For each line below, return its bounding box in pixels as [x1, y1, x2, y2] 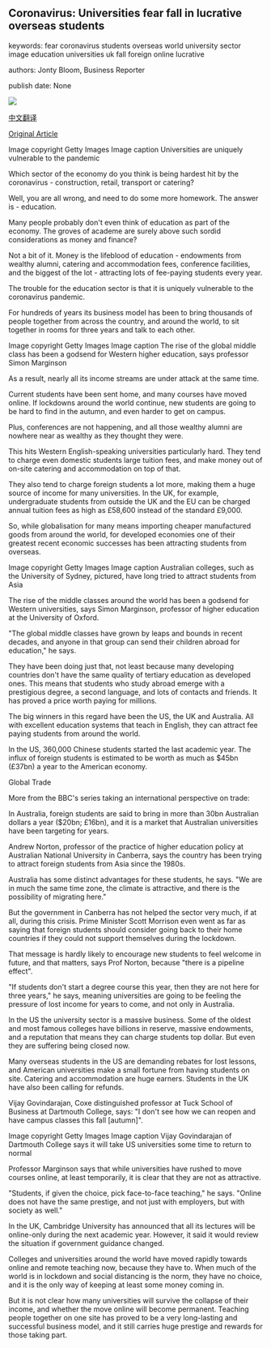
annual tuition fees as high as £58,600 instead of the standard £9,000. [8, 505, 243, 515]
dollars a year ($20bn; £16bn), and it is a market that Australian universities [8, 817, 259, 827]
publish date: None [8, 80, 72, 90]
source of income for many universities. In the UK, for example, [8, 488, 219, 498]
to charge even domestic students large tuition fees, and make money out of [8, 455, 263, 464]
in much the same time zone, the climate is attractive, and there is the [8, 883, 240, 892]
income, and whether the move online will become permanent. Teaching [8, 1304, 249, 1314]
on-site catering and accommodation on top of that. [8, 464, 181, 473]
